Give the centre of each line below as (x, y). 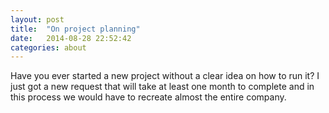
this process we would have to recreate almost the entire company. (148, 97)
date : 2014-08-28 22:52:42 (71, 38)
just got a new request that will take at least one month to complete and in (162, 87)
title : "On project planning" (75, 29)
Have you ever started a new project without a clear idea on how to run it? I (165, 76)
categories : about (48, 47)
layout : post (37, 19)
